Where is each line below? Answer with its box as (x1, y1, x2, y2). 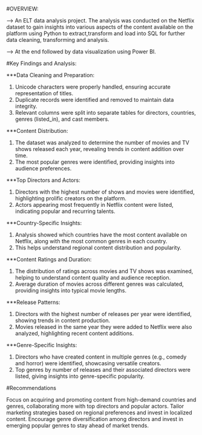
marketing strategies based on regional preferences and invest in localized (6, 409, 192, 416)
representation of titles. (15, 90, 74, 96)
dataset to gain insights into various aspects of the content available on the (6, 24, 194, 30)
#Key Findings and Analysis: (6, 60, 77, 67)
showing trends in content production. (15, 317, 111, 324)
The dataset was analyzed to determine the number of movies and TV (15, 139, 189, 146)
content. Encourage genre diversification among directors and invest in (6, 416, 183, 422)
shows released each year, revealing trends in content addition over (15, 146, 184, 152)
